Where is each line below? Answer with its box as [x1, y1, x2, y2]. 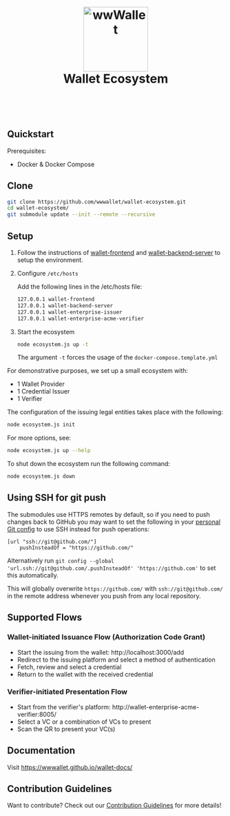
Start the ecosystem [17, 327, 75, 336]
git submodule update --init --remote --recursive [7, 211, 156, 218]
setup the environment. [17, 256, 84, 264]
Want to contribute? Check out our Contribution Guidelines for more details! [7, 802, 222, 810]
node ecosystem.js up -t [17, 340, 89, 348]
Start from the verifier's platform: [17, 702, 112, 711]
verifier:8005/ [17, 710, 57, 718]
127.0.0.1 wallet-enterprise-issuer [17, 309, 123, 316]
